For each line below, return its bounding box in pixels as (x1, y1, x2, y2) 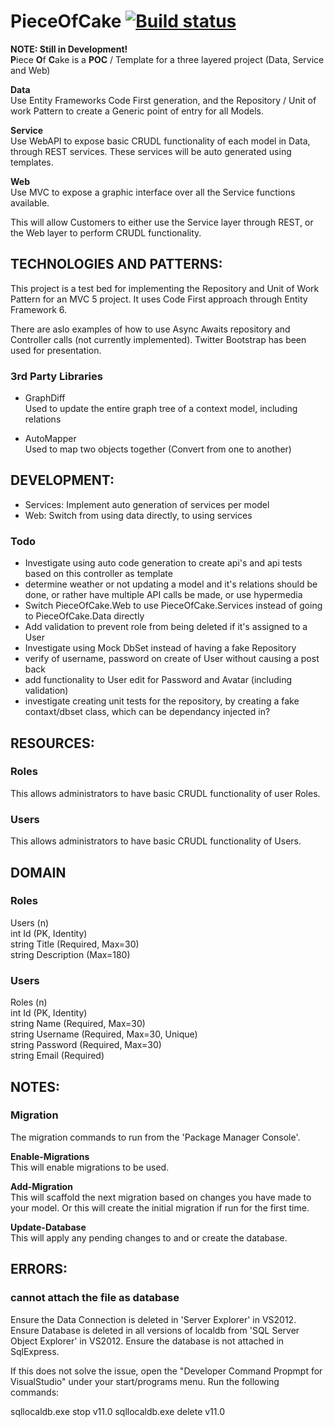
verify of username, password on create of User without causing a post (24, 653, 320, 665)
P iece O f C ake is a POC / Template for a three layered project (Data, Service (10, 53, 325, 65)
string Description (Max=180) (10, 948, 131, 960)
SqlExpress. (10, 1345, 60, 1357)
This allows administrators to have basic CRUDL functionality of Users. (10, 835, 302, 847)
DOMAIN (10, 864, 67, 881)
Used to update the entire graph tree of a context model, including (24, 403, 298, 415)
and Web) (10, 64, 51, 76)
